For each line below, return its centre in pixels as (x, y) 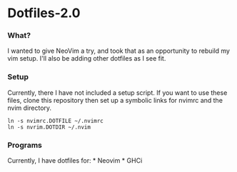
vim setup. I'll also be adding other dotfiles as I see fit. (87, 59)
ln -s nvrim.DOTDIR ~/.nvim (49, 127)
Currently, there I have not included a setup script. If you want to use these (117, 92)
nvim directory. (30, 108)
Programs (25, 145)
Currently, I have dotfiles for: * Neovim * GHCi (75, 161)
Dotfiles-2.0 (44, 13)
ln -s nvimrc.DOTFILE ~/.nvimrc (55, 121)
